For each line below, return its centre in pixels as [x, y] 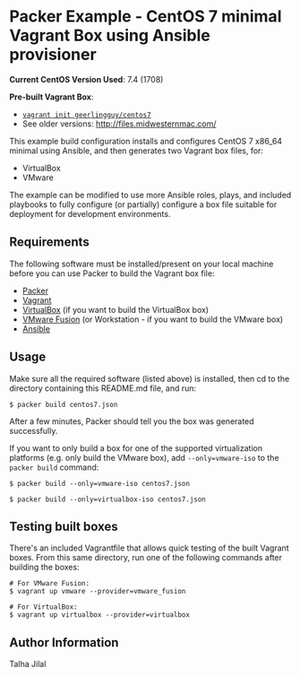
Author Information [64, 642]
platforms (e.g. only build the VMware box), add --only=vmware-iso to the [144, 457]
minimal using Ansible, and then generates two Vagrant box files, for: [137, 151]
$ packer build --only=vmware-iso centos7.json [100, 483]
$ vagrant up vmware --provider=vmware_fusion [98, 592]
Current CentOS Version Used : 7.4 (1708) [86, 79]
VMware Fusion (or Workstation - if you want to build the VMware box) [153, 319]
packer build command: [54, 467]
